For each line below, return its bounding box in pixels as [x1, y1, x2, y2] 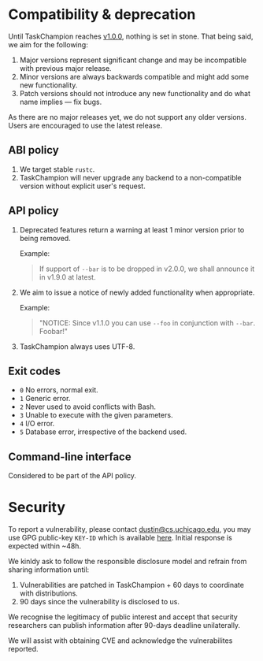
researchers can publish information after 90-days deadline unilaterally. [8, 621, 241, 630]
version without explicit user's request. [19, 181, 146, 191]
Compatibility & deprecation [8, 6, 196, 24]
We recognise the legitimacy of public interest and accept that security [8, 612, 238, 622]
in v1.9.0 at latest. [39, 272, 96, 281]
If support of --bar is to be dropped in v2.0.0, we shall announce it [39, 264, 255, 273]
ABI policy [8, 143, 59, 157]
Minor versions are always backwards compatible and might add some [19, 72, 250, 81]
